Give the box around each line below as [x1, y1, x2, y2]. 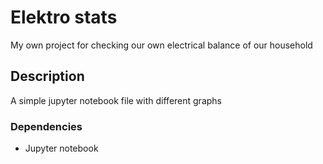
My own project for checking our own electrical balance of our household [10, 39, 313, 51]
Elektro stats [10, 6, 118, 29]
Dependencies [10, 119, 83, 133]
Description [10, 68, 85, 85]
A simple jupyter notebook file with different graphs [10, 94, 222, 106]
